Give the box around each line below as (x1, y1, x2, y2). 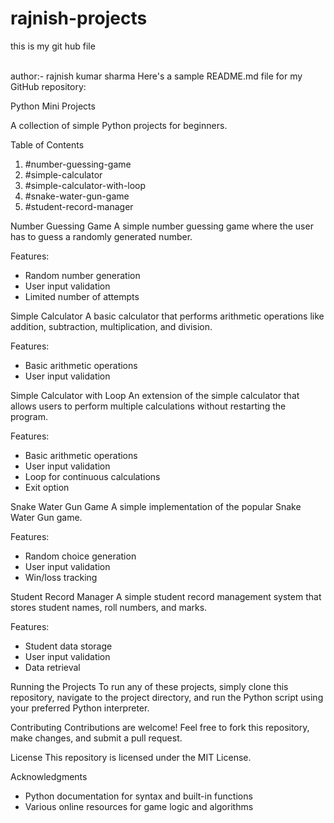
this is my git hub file (10, 40, 96, 52)
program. (10, 410, 49, 422)
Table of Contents (10, 138, 85, 151)
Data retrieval (24, 661, 81, 673)
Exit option (24, 481, 70, 493)
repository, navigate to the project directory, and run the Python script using (10, 691, 324, 703)
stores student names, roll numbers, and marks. (10, 601, 208, 613)
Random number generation (24, 269, 141, 281)
